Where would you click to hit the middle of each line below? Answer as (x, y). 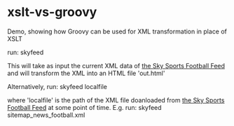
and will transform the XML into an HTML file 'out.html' (86, 73)
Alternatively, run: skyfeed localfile (57, 86)
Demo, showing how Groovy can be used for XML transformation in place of (117, 31)
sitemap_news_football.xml (46, 115)
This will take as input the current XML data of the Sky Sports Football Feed (116, 65)
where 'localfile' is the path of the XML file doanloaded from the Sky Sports (116, 100)
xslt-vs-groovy (52, 12)
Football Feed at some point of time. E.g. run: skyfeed (85, 107)
